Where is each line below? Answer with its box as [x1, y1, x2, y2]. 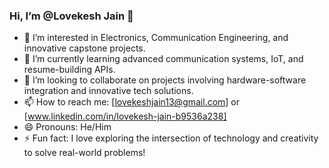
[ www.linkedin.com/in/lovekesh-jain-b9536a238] [23, 110, 227, 123]
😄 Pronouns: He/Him [23, 121, 112, 133]
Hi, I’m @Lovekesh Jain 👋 [9, 9, 134, 23]
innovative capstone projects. [23, 42, 146, 54]
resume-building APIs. [23, 64, 116, 76]
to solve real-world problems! [23, 147, 146, 159]
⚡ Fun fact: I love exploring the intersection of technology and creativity [23, 132, 319, 144]
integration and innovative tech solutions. [23, 85, 194, 97]
